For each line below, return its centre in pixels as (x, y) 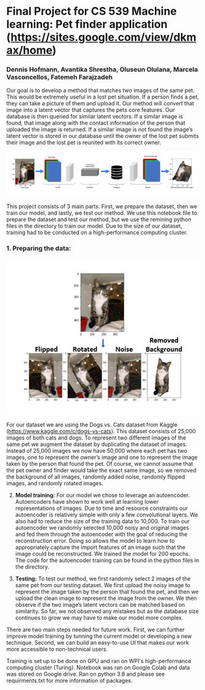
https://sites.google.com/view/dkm (104, 37)
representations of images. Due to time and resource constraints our (101, 508)
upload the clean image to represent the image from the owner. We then (106, 598)
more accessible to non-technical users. (57, 649)
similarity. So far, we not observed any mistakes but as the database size (107, 612)
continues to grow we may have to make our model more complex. (99, 618)
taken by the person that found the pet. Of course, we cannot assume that (100, 464)
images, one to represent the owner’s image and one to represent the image (102, 457)
